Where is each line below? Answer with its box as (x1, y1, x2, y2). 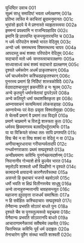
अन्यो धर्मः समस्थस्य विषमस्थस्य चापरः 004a (5, 44, 76, 50)
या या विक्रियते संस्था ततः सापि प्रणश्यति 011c (5, 130, 77, 136)
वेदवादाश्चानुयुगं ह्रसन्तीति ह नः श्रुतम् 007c (5, 84, 72, 90)
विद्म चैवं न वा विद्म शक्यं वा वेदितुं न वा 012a (5, 135, 74, 141)
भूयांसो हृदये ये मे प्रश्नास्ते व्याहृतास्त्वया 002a (5, 22, 77, 28)
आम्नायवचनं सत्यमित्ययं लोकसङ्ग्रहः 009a (5, 101, 74, 107)
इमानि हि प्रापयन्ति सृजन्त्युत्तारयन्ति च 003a (5, 33, 74, 39)
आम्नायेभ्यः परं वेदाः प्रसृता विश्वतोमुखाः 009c (5, 107, 75, 113)
